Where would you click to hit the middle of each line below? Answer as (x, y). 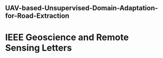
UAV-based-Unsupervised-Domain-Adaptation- (82, 8)
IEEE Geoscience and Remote (67, 37)
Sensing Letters (39, 48)
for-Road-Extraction (37, 16)
